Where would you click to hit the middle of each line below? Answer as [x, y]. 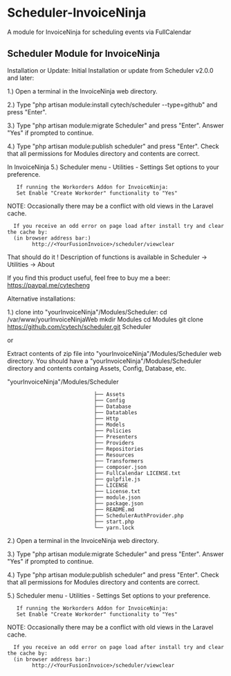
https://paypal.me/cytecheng [48, 285]
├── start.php [114, 522]
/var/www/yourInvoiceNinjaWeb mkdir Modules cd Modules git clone [105, 319]
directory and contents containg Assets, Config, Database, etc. [97, 368]
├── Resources [114, 455]
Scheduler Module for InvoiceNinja [84, 54]
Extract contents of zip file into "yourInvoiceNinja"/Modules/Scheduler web [114, 353]
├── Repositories [119, 449]
